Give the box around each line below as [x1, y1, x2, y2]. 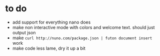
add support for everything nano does [12, 19, 91, 25]
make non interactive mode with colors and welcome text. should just [12, 24, 155, 30]
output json [12, 29, 36, 35]
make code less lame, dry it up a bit [12, 45, 86, 51]
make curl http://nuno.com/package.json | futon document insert [12, 35, 153, 41]
